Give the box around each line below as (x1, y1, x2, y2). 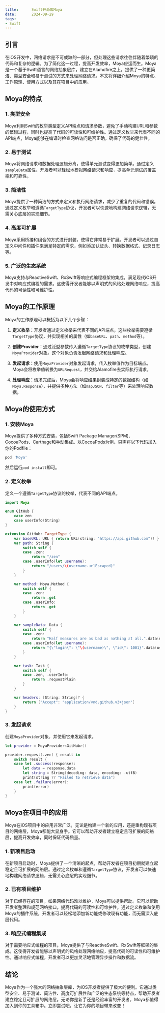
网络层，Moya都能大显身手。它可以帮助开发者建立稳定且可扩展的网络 (13, 829, 154, 834)
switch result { (14, 757, 48, 762)
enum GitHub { (5, 509, 34, 514)
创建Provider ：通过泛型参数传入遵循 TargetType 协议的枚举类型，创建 (12, 343, 151, 349)
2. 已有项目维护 (5, 886, 42, 893)
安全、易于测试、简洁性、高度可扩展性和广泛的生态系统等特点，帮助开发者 (9, 990, 160, 996)
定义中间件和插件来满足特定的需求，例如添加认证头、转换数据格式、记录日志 (5, 243, 160, 248)
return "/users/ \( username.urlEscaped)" (31, 564, 115, 569)
